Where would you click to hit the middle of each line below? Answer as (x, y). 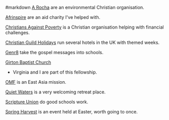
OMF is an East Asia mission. (36, 82)
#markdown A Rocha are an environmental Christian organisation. (75, 7)
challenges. (17, 32)
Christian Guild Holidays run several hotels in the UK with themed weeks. (82, 42)
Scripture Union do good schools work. (47, 102)
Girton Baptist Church (28, 62)
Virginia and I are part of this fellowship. (55, 72)
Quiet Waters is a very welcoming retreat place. (55, 92)
